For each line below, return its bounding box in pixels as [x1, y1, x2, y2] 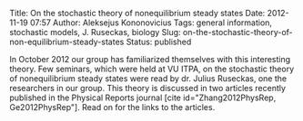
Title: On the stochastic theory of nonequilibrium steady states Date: [9, 8, 266, 18]
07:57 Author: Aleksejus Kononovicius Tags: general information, [30, 17, 273, 28]
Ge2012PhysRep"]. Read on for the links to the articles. [9, 102, 216, 112]
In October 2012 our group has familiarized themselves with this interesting [9, 54, 291, 64]
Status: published [126, 36, 192, 47]
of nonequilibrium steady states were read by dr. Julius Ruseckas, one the [9, 73, 288, 84]
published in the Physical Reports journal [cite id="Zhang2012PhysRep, [9, 92, 277, 103]
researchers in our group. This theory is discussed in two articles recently [9, 83, 287, 93]
